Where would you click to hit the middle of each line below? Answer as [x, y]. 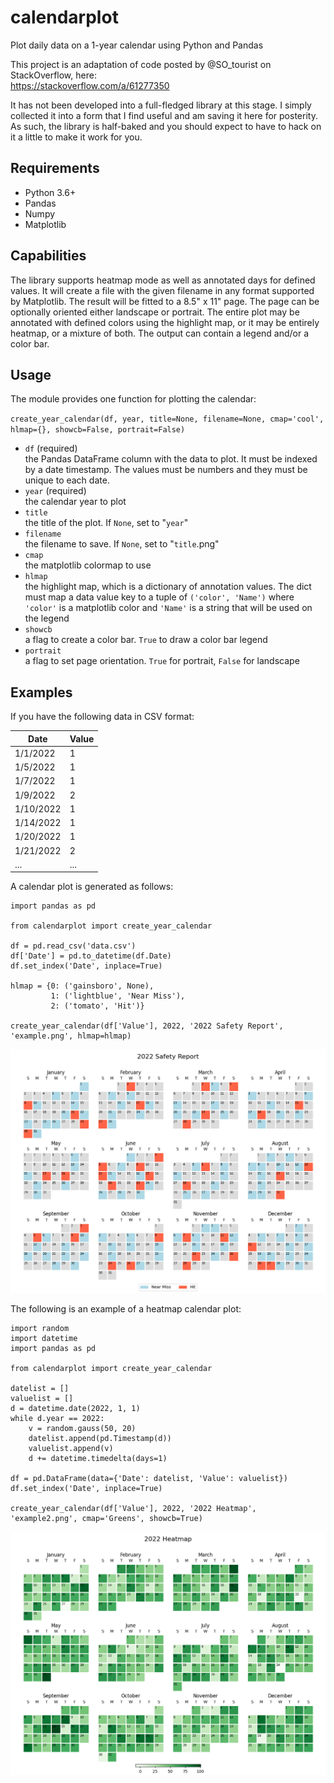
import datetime [44, 1338]
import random [40, 1328]
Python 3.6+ [50, 192]
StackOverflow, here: [53, 75]
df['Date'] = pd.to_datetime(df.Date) [91, 956]
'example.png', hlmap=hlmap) [71, 1036]
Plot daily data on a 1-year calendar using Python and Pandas [137, 45]
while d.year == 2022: [57, 1418]
